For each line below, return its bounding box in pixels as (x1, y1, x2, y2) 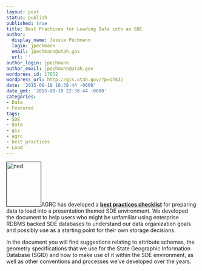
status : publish (6, 15, 47, 21)
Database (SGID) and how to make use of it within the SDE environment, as (6, 251, 194, 258)
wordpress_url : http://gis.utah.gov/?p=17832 (6, 77, 123, 83)
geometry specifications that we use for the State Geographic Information (6, 244, 191, 252)
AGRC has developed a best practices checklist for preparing (41, 201, 197, 208)
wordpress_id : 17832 (6, 71, 59, 77)
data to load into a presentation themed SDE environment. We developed (6, 207, 189, 214)
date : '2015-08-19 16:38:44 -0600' (6, 83, 96, 89)
